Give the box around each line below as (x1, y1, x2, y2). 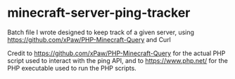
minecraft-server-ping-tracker (7, 5, 191, 21)
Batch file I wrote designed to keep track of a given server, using (7, 28, 195, 36)
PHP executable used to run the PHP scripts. (7, 64, 137, 72)
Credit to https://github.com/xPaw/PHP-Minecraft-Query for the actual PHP (7, 49, 226, 57)
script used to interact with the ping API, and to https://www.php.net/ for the (7, 56, 229, 64)
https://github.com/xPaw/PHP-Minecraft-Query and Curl (7, 35, 171, 43)
